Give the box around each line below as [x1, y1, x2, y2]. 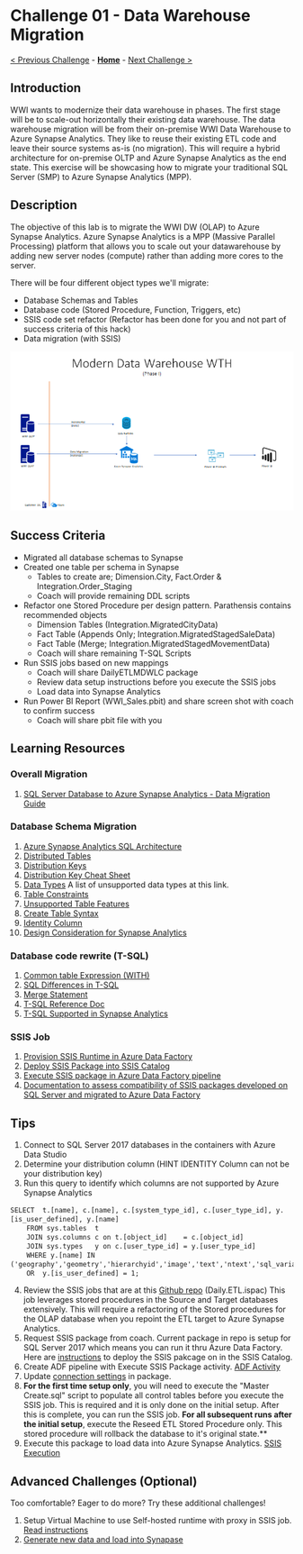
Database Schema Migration [10, 821, 138, 833]
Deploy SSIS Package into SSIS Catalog [22, 1060, 170, 1072]
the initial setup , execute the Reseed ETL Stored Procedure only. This [22, 1419, 282, 1430]
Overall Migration [10, 768, 88, 780]
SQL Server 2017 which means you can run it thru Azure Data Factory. [22, 1342, 283, 1353]
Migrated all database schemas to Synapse [22, 551, 183, 563]
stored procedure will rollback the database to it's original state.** [22, 1429, 268, 1440]
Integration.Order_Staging [36, 580, 133, 591]
